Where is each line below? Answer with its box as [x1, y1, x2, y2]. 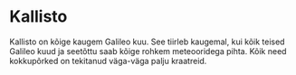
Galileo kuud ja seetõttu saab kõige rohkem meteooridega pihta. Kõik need [9, 45, 287, 56]
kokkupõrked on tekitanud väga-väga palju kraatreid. [9, 55, 207, 66]
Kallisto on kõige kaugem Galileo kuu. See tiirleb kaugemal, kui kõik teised [9, 36, 285, 47]
